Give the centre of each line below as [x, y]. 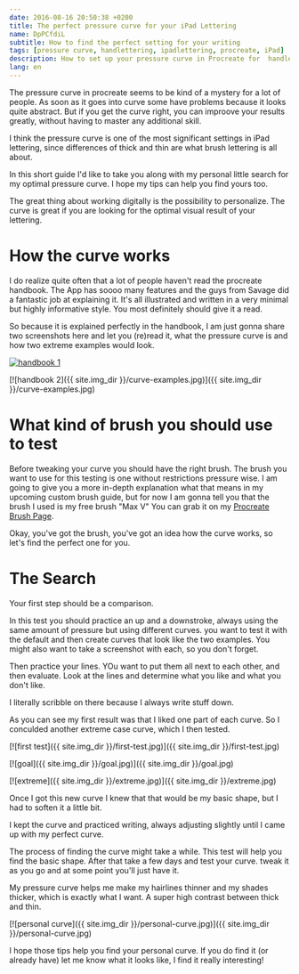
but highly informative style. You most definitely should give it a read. [136, 309]
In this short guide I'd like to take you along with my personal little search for [149, 174]
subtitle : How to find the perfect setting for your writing [125, 42]
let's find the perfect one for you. [70, 542]
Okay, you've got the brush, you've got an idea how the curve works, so [141, 533]
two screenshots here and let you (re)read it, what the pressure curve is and [149, 336]
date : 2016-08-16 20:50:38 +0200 [71, 17]
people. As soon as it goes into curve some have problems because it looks [148, 101]
